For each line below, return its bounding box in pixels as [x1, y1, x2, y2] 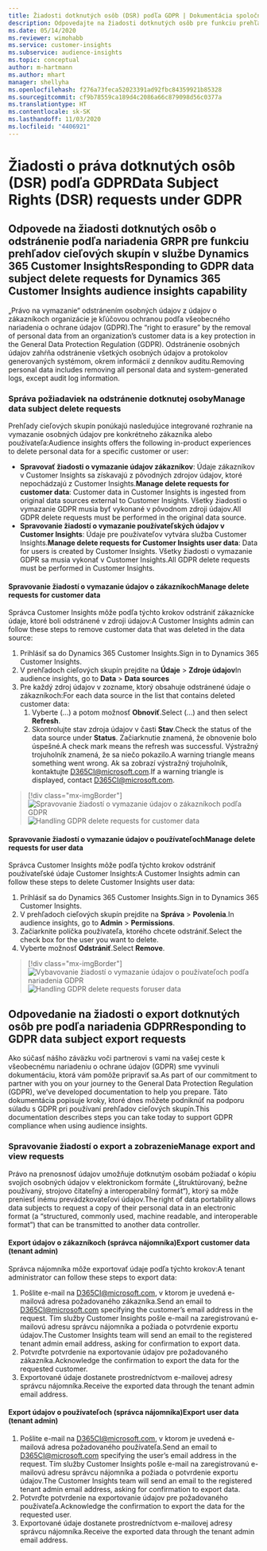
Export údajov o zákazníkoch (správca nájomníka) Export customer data [8, 1238, 250, 1248]
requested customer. [19, 1364, 88, 1374]
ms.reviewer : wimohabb [8, 33, 83, 42]
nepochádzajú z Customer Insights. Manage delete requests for [19, 479, 230, 489]
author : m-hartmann [8, 64, 73, 72]
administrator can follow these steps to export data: [8, 1272, 177, 1282]
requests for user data [8, 843, 83, 852]
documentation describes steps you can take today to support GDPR [8, 1113, 233, 1122]
